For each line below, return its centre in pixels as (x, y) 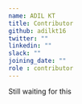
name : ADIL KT (32, 16)
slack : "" (25, 53)
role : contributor (41, 69)
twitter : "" (28, 38)
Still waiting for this (40, 91)
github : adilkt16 (37, 31)
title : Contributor (41, 23)
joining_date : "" (37, 61)
